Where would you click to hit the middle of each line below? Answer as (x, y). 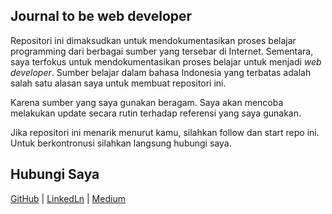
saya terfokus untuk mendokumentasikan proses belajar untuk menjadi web (166, 61)
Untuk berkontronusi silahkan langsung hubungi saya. (121, 143)
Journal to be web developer (101, 16)
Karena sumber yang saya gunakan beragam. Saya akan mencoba (147, 102)
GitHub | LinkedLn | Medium (68, 198)
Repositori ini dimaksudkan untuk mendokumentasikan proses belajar (153, 40)
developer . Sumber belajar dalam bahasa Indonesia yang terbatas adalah (161, 72)
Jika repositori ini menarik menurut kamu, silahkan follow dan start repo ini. (165, 132)
